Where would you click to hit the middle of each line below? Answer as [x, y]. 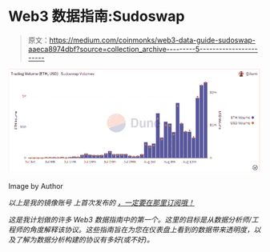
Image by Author [36, 186]
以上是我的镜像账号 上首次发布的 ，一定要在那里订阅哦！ [101, 203]
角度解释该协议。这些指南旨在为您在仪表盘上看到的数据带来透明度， [141, 230]
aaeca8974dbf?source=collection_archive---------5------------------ [143, 49]
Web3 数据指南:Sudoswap [97, 16]
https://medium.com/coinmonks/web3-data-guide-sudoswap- [153, 40]
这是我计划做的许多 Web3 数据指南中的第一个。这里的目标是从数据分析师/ [130, 220]
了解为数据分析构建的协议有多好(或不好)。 [85, 240]
